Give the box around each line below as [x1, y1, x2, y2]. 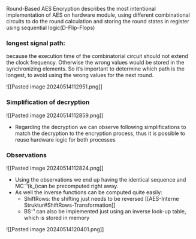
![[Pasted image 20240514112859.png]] [6, 112, 104, 119]
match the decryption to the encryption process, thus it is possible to [14, 130, 186, 137]
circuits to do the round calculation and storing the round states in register [6, 18, 190, 24]
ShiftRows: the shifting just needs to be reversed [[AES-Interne [23, 195, 179, 202]
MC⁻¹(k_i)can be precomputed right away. [14, 182, 119, 189]
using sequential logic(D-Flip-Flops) [6, 24, 95, 31]
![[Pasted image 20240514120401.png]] [6, 225, 104, 232]
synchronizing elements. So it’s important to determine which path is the [6, 65, 185, 72]
